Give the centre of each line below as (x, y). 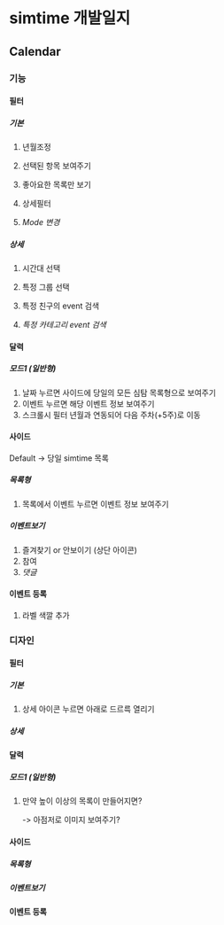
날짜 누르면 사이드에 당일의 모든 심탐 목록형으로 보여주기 (119, 393)
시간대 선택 (41, 268)
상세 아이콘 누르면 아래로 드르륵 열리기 (88, 709)
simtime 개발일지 (70, 18)
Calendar (35, 51)
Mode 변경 (41, 222)
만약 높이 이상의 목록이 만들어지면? (82, 801)
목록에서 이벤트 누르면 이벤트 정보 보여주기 (96, 504)
